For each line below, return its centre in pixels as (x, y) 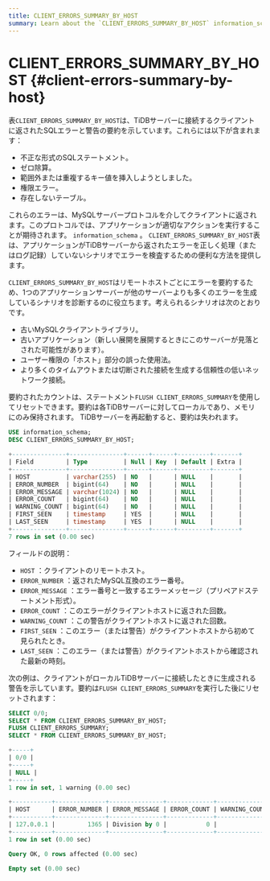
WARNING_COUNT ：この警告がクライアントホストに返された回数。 (125, 620)
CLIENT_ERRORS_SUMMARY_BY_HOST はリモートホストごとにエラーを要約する (127, 282)
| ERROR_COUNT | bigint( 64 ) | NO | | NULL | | (125, 500)
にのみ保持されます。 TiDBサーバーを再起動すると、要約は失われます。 (125, 417)
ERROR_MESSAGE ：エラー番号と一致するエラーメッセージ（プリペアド (132, 590)
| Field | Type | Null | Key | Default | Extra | (125, 462)
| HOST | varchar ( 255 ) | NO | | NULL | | (125, 477)
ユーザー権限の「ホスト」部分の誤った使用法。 (97, 360)
